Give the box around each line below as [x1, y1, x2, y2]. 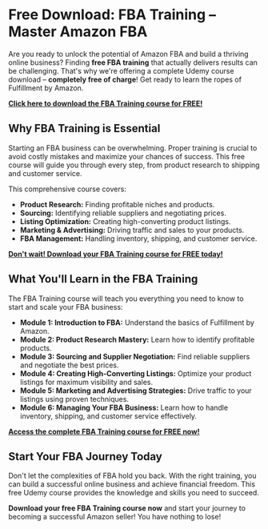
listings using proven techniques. [19, 394, 130, 403]
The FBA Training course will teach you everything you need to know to [8, 294, 244, 303]
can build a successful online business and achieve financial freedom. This [8, 479, 256, 489]
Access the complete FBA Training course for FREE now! [8, 427, 200, 436]
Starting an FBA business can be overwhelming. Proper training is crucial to [8, 142, 258, 153]
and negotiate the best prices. [19, 360, 119, 370]
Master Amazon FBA [8, 22, 148, 41]
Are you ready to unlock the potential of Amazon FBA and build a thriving [8, 49, 250, 58]
